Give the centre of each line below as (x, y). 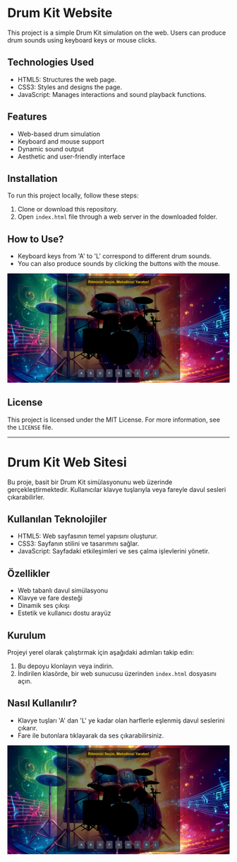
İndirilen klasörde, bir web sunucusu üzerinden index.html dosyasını (117, 673)
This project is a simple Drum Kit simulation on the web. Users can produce (117, 33)
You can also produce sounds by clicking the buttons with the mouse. (119, 264)
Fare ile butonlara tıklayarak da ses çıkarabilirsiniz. (91, 735)
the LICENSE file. (30, 427)
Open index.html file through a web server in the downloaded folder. (117, 217)
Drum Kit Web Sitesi (67, 462)
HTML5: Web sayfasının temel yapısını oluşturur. (88, 536)
